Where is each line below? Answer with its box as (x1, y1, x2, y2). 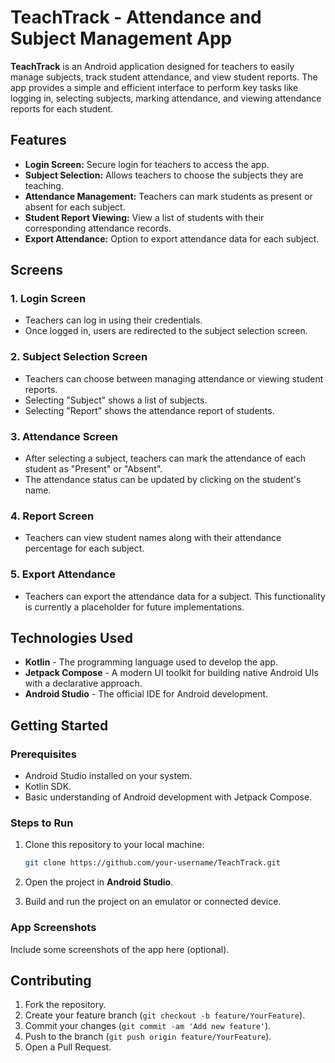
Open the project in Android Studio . (24, 876, 174, 888)
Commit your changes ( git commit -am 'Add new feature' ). (24, 1020, 272, 1032)
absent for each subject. (24, 201, 126, 213)
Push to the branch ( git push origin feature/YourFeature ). (24, 1031, 272, 1043)
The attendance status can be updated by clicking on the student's (24, 474, 302, 486)
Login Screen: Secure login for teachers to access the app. (24, 158, 270, 170)
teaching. (24, 179, 64, 191)
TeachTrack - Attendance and (10, 6, 262, 29)
